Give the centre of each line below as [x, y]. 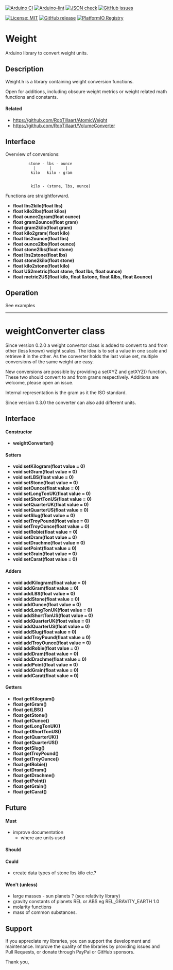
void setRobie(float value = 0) [45, 532]
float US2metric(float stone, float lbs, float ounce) [67, 271]
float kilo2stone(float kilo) [41, 266]
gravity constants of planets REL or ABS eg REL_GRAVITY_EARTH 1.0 [86, 902]
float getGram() [30, 704]
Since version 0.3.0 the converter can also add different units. [71, 402]
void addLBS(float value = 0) [44, 593]
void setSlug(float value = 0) [44, 516]
